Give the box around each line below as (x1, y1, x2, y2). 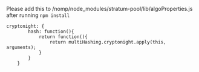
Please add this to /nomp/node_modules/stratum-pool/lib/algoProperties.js (6, 5, 193, 12)
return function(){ (38, 34, 88, 40)
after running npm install (6, 11, 70, 19)
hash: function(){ (28, 28, 74, 34)
